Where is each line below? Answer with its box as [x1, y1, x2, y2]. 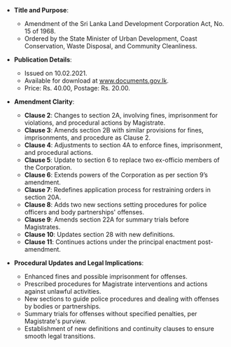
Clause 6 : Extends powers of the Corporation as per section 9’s [24, 171, 209, 179]
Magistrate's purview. [24, 317, 87, 325]
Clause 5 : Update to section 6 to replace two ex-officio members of [24, 156, 220, 164]
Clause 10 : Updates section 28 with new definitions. [24, 231, 175, 238]
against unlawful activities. [24, 287, 101, 295]
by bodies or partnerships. [24, 302, 101, 311]
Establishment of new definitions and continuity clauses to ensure [24, 325, 215, 332]
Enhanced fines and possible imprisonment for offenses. [24, 273, 188, 280]
